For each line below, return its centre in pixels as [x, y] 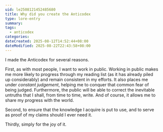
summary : [14, 23]
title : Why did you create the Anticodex [48, 14]
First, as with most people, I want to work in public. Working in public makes [82, 69]
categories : [17, 37]
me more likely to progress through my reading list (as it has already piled [79, 74]
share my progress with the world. [40, 100]
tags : [11, 28]
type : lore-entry [23, 19]
